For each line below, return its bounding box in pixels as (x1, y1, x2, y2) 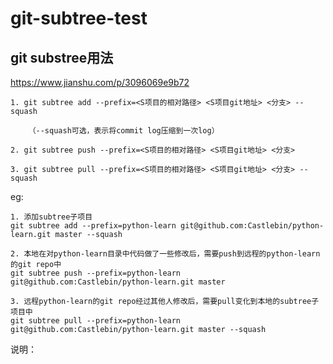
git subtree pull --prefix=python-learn (10, 316, 182, 326)
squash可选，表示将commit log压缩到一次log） (44, 126, 220, 136)
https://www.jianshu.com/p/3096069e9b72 (10, 77, 190, 88)
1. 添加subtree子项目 (10, 212, 93, 222)
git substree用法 (10, 49, 114, 66)
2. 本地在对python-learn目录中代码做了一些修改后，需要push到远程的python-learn (10, 249, 321, 259)
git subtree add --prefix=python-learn (10, 221, 177, 231)
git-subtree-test (10, 7, 148, 30)
